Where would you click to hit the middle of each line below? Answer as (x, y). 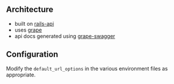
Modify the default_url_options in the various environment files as (87, 68)
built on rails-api (34, 23)
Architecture (30, 10)
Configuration (32, 55)
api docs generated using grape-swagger (65, 36)
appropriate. (21, 75)
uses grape (28, 30)
